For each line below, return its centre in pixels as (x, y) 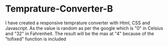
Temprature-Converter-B (59, 9)
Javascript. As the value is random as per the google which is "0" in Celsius (84, 28)
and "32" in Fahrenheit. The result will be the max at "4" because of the (80, 33)
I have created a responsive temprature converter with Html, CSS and (78, 23)
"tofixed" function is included (36, 39)
